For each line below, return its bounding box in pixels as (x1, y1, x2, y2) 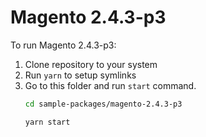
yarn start (24, 117, 71, 127)
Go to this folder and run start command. (24, 79, 197, 91)
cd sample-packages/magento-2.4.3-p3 (24, 99, 183, 109)
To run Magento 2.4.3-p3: (10, 39, 117, 51)
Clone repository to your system (24, 58, 158, 70)
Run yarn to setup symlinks (24, 69, 137, 81)
